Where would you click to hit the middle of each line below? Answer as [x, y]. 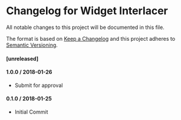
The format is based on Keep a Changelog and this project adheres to [91, 38]
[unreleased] [22, 59]
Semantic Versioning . [32, 45]
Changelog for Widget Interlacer [87, 11]
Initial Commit [31, 112]
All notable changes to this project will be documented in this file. [85, 27]
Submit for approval [39, 85]
